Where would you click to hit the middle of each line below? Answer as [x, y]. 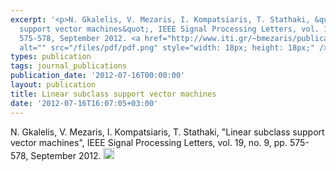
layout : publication [53, 85]
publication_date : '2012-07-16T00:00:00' [98, 76]
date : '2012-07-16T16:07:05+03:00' [84, 103]
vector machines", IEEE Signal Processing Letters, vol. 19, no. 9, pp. [149, 142]
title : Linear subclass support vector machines [113, 94]
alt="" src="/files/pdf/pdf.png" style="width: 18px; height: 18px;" [167, 47]
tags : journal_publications [69, 66]
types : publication [51, 57]
